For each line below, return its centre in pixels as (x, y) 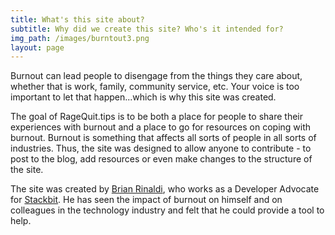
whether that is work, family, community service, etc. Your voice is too (155, 87)
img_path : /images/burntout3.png (80, 38)
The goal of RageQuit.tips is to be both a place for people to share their (156, 117)
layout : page (37, 47)
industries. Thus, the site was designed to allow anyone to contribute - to (161, 148)
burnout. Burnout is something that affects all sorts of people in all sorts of (163, 138)
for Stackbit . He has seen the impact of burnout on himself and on (146, 200)
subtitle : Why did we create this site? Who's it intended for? (147, 29)
